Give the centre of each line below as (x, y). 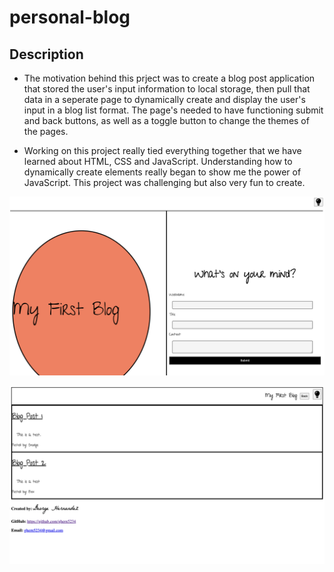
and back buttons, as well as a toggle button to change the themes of (166, 120)
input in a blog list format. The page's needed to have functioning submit (173, 110)
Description (46, 54)
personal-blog (70, 17)
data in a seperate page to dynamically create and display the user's (164, 99)
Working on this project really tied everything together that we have (162, 150)
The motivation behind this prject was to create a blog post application (169, 78)
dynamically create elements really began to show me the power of (162, 172)
